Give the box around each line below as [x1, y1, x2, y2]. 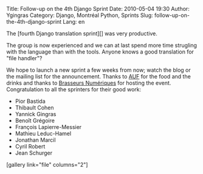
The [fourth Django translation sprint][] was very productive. [6, 30, 158, 37]
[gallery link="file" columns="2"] [6, 161, 88, 168]
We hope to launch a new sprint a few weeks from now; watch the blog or [6, 66, 191, 74]
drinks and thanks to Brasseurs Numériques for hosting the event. [6, 79, 171, 86]
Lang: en [63, 18, 85, 25]
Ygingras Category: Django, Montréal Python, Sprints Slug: [6, 12, 153, 19]
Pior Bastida [15, 97, 46, 105]
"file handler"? [6, 55, 43, 61]
